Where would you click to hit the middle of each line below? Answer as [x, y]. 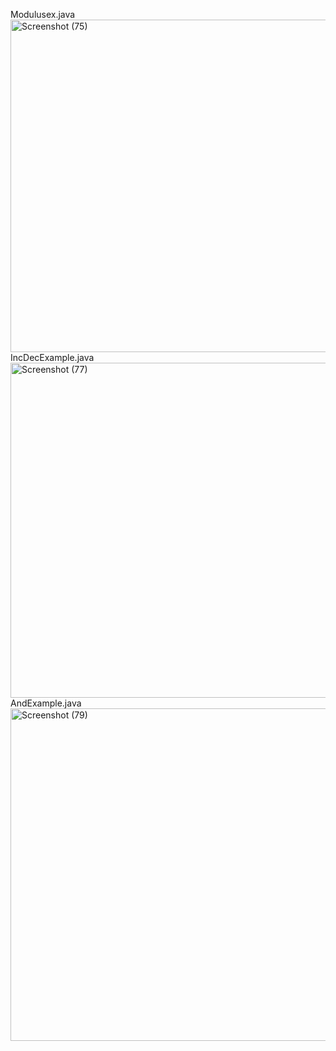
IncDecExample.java [52, 357]
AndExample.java [46, 703]
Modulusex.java [43, 14]
